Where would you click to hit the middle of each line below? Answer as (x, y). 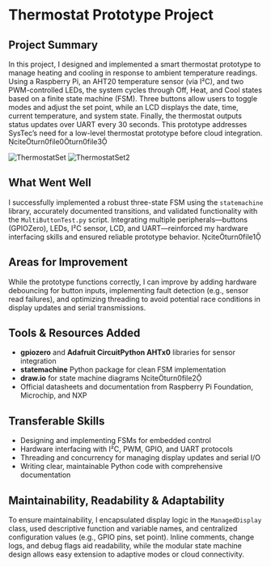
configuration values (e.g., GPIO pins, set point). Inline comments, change (131, 537)
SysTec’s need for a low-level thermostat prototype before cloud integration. (135, 133)
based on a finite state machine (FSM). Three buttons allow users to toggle (133, 98)
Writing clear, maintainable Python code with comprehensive (121, 467)
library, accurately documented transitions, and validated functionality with (133, 211)
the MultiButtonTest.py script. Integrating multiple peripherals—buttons (128, 220)
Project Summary (53, 45)
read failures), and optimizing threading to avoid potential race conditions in (135, 299)
